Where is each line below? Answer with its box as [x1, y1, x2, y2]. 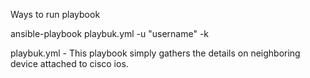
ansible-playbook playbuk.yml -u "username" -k [10, 28, 210, 39]
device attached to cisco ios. [10, 58, 129, 69]
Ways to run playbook [10, 9, 101, 20]
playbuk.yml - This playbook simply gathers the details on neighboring [10, 47, 301, 59]
